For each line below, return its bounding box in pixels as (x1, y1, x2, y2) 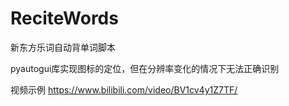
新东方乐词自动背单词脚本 (10, 41, 116, 53)
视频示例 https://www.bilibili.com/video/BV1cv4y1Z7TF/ (10, 83, 238, 96)
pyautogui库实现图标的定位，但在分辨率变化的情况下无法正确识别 (10, 62, 280, 74)
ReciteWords (10, 7, 119, 30)
